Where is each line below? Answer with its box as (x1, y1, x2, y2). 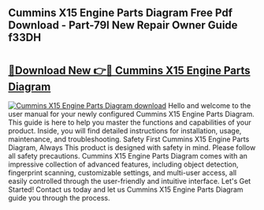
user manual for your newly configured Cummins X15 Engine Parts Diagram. (8, 110, 255, 118)
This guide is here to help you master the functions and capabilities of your (8, 118, 252, 127)
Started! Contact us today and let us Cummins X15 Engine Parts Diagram (8, 185, 244, 194)
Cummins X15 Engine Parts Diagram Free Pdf (8, 6, 233, 20)
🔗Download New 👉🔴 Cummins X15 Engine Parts (8, 63, 251, 77)
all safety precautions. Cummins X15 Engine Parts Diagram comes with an (8, 152, 248, 160)
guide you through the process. (8, 193, 110, 202)
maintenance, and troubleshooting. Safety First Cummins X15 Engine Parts (8, 134, 250, 144)
